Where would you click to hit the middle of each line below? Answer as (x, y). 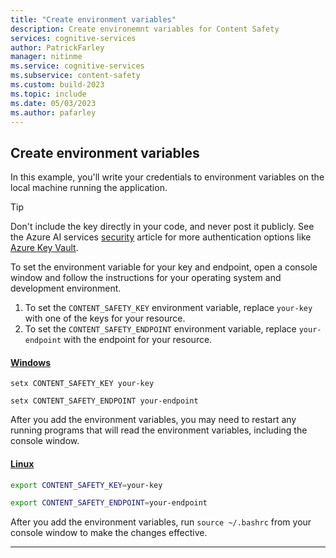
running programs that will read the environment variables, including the (159, 430)
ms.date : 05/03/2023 (53, 103)
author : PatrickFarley (57, 47)
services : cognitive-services (73, 38)
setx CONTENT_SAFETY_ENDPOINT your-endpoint (104, 401)
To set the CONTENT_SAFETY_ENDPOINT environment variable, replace (160, 329)
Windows (30, 362)
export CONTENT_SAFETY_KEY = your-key (86, 485)
